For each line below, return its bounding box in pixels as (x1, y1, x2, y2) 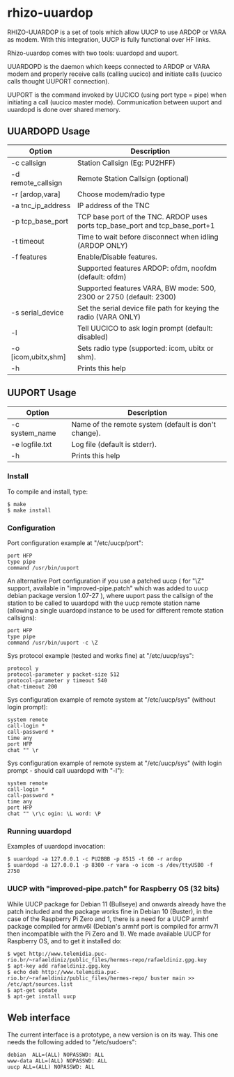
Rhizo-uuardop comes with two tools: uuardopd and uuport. (7, 49, 179, 57)
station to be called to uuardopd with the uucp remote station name (7, 599, 201, 607)
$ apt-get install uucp (7, 993, 77, 1000)
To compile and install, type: (7, 487, 88, 496)
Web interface (7, 1012, 71, 1024)
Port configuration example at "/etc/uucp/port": (7, 539, 144, 547)
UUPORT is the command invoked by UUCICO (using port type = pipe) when (7, 91, 227, 99)
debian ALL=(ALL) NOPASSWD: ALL (7, 1051, 104, 1058)
